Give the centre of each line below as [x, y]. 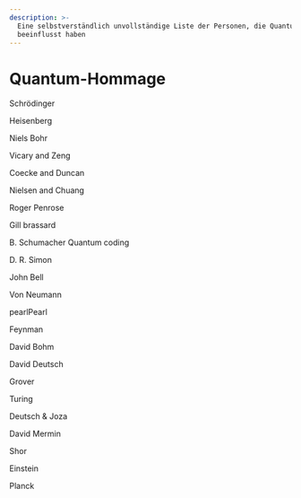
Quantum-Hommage [88, 79]
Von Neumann [36, 295]
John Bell [26, 277]
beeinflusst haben [52, 34]
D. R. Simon [30, 260]
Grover [22, 381]
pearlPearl [28, 312]
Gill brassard [33, 225]
